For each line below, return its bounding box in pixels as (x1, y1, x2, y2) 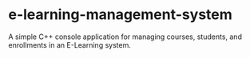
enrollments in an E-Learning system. (8, 40, 132, 49)
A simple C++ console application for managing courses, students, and (8, 32, 242, 41)
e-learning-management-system (8, 6, 233, 24)
